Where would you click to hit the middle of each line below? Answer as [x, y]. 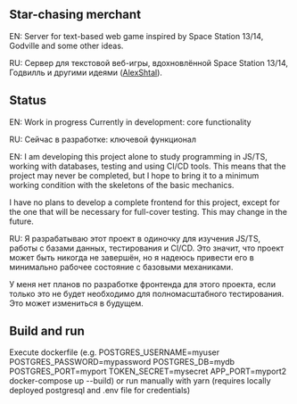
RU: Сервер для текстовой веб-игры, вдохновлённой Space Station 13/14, [148, 62]
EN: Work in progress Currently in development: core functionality [130, 122]
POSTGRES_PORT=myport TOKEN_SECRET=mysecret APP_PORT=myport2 [148, 371]
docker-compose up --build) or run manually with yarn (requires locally [140, 381]
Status [28, 100]
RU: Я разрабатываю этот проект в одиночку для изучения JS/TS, [135, 238]
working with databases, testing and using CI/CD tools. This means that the [148, 166]
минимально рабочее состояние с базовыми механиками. [121, 267]
